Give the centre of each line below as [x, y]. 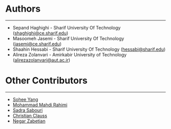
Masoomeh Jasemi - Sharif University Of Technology [68, 38]
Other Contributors [47, 80]
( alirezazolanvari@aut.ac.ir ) [41, 60]
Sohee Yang [25, 99]
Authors [23, 9]
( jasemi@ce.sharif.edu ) [37, 44]
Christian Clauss [30, 115]
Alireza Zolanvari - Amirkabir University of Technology [69, 54]
